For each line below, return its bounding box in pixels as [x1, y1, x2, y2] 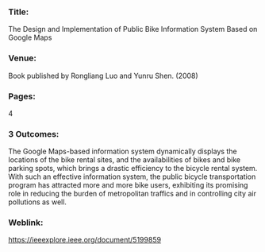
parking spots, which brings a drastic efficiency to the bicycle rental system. [8, 164, 258, 173]
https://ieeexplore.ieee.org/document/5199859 [8, 235, 161, 245]
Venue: [8, 52, 37, 64]
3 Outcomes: [8, 128, 60, 139]
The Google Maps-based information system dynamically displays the [8, 146, 237, 157]
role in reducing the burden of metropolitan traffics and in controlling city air [8, 189, 256, 199]
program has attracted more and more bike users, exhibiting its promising [8, 180, 248, 190]
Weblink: [8, 217, 44, 228]
